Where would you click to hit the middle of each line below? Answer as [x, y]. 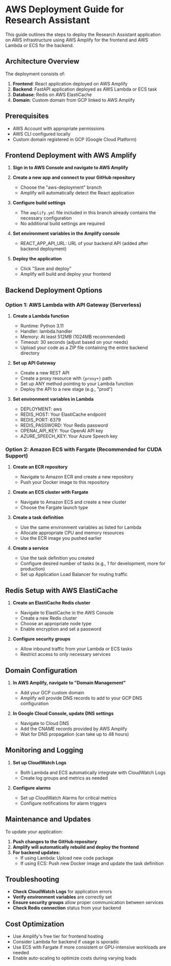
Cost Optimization [35, 924]
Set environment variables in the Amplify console [66, 233]
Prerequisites [27, 116]
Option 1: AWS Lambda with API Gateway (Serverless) [74, 304]
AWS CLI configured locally [41, 134]
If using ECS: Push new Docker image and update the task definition [92, 863]
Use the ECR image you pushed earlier [61, 538]
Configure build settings [39, 203]
